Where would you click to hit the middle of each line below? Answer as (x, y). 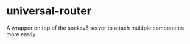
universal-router (49, 11)
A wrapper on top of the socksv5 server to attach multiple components (95, 28)
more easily (21, 34)
